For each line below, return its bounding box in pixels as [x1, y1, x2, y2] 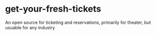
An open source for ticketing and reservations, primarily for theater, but [5, 19, 151, 25]
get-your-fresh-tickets [5, 3, 101, 15]
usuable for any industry [5, 24, 55, 30]
